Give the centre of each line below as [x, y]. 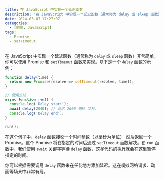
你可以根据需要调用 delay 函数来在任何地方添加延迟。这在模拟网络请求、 [78, 165]
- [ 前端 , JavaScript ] [31, 28]
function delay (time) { [29, 77]
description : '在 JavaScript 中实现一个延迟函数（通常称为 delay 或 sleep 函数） [83, 14]
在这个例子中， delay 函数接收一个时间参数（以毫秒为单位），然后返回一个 [79, 137]
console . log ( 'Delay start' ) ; [39, 104]
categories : [17, 23]
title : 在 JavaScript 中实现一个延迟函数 [44, 10]
